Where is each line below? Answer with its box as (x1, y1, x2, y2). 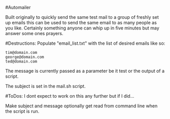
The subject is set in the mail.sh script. (5, 83, 86, 89)
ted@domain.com (5, 59, 38, 64)
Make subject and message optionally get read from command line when (5, 103, 158, 109)
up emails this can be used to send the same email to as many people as (5, 20, 157, 25)
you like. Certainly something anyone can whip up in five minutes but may (5, 25, 160, 31)
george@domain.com (5, 54, 44, 59)
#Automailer (5, 5, 31, 10)
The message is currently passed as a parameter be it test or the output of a (5, 68, 165, 74)
